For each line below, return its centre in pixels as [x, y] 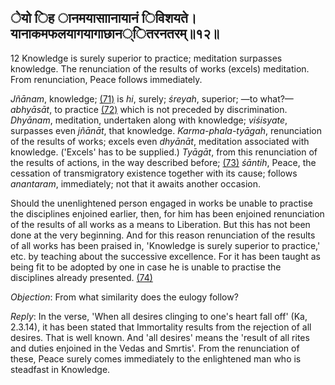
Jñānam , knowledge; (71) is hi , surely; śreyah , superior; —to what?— [152, 98]
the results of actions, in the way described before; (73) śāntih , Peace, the [163, 162]
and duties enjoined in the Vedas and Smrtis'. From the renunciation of [155, 348]
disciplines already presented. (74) [81, 277]
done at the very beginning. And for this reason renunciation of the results [163, 235]
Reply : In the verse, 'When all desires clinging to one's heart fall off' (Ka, [159, 316]
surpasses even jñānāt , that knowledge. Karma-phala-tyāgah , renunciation [166, 130]
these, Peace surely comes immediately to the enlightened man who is [156, 358]
